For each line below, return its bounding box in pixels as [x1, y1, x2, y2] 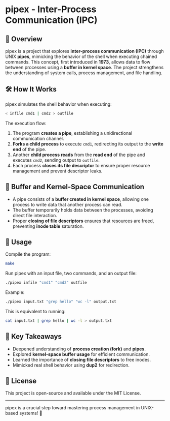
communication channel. [12, 135, 64, 141]
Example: [5, 289, 25, 295]
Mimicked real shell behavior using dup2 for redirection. [12, 362, 130, 368]
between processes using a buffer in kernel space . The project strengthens [5, 65, 164, 70]
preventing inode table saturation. [12, 223, 84, 229]
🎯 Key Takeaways [5, 332, 62, 341]
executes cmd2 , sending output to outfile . [12, 157, 100, 163]
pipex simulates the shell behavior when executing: [5, 101, 112, 107]
